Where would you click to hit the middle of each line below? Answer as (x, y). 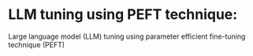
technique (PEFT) (37, 44)
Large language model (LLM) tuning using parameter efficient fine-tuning (127, 36)
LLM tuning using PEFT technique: (123, 15)
